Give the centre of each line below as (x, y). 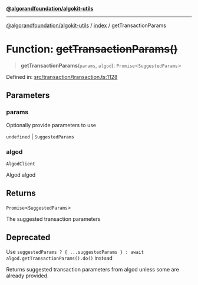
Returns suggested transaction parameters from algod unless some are (93, 269)
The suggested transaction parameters (54, 219)
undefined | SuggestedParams (40, 136)
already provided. (27, 276)
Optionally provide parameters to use (51, 125)
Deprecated (28, 238)
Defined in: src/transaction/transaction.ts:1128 (62, 77)
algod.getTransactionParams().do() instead (60, 258)
